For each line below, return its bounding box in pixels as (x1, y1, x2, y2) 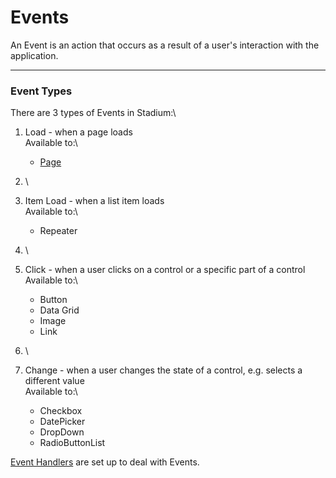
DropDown (39, 426, 85, 438)
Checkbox (39, 405, 83, 417)
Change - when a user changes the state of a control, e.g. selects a (24, 364, 303, 376)
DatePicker (39, 416, 86, 428)
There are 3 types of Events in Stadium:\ (10, 107, 177, 119)
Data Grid (39, 304, 80, 316)
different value (24, 375, 85, 387)
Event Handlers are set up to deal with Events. (10, 456, 200, 468)
